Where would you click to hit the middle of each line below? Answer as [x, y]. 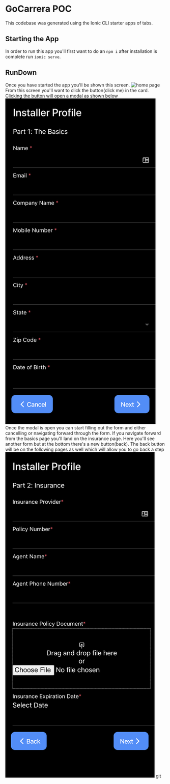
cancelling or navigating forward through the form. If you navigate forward [83, 433]
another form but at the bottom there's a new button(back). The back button [85, 444]
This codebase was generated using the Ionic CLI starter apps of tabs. [79, 23]
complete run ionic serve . [33, 56]
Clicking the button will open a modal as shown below [62, 96]
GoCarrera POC [39, 9]
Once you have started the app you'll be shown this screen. [68, 85]
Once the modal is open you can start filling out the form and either [76, 427]
